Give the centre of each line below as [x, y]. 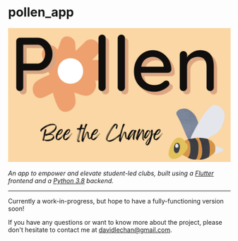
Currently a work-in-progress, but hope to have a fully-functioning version [116, 201]
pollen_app [41, 12]
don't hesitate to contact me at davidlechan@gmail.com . [90, 230]
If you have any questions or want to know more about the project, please [115, 223]
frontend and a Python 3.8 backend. [61, 181]
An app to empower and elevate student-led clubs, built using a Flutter [111, 173]
